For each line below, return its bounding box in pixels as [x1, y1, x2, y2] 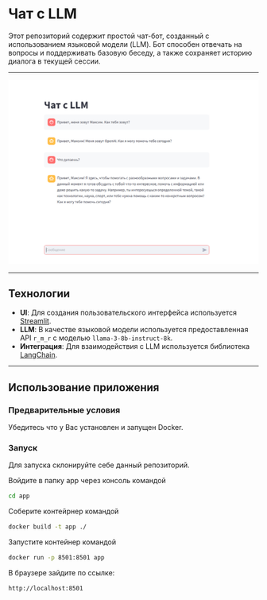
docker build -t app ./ [8, 523, 87, 531]
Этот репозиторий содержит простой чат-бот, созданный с [8, 31, 210, 41]
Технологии [8, 287, 70, 300]
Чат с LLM [8, 5, 77, 23]
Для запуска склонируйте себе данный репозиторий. [8, 460, 190, 470]
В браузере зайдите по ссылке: [8, 567, 115, 577]
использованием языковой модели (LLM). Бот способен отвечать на [8, 39, 242, 48]
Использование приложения [8, 381, 160, 394]
